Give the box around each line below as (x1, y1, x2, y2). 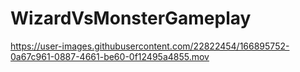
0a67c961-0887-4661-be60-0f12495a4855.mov (10, 50, 210, 62)
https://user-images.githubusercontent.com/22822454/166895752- (10, 40, 290, 52)
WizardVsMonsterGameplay (10, 7, 252, 30)
